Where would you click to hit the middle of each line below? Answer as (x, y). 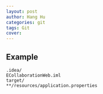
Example (22, 57)
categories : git (26, 22)
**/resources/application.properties (52, 85)
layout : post (22, 11)
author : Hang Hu (26, 17)
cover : (14, 33)
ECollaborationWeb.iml (33, 75)
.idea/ (14, 70)
